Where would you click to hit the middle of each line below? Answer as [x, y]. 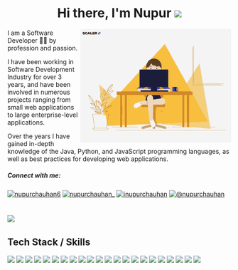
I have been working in [41, 61]
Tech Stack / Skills [49, 243]
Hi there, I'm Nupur [114, 13]
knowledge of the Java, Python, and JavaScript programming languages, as [118, 151]
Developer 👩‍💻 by [32, 40]
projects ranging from [39, 99]
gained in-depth [31, 143]
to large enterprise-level [43, 115]
